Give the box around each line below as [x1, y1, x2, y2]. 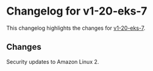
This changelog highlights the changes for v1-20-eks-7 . [6, 24, 146, 32]
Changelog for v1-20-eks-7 [6, 4, 148, 18]
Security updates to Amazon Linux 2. [6, 58, 99, 65]
